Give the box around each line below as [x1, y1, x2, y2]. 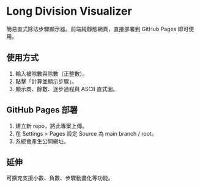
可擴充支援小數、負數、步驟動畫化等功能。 [6, 174, 114, 182]
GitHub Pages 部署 [6, 105, 78, 116]
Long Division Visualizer [6, 4, 133, 18]
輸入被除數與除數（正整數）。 [15, 70, 88, 77]
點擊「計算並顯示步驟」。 [15, 78, 78, 85]
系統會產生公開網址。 [15, 137, 69, 145]
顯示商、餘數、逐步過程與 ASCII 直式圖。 [15, 85, 119, 92]
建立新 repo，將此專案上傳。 [15, 122, 87, 130]
